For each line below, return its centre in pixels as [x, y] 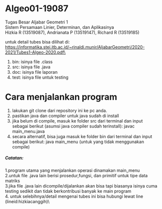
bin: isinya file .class [32, 62]
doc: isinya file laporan [35, 72]
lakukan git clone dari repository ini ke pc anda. [60, 110]
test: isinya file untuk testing [40, 77]
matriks [13, 181]
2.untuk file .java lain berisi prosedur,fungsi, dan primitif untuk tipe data [76, 175]
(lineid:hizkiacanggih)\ [27, 201]
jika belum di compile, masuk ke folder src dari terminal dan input [77, 121]
